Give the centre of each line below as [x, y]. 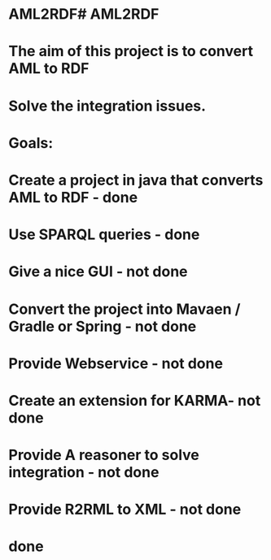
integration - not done [84, 473]
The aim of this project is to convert [131, 52]
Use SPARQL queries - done [104, 234]
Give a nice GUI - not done [98, 272]
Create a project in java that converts [136, 180]
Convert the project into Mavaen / [125, 309]
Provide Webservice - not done [116, 363]
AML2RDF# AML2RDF [84, 14]
